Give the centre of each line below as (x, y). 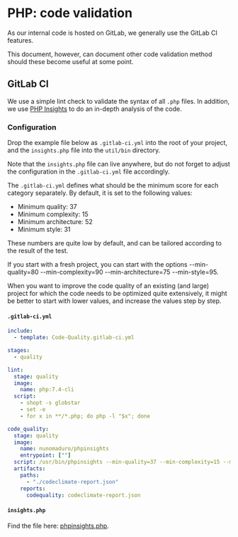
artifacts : (30, 469)
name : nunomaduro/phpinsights (65, 449)
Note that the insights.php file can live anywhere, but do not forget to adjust (119, 164)
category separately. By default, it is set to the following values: (100, 193)
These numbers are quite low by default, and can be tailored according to (114, 243)
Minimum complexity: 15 (53, 214)
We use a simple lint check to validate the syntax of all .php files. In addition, (119, 101)
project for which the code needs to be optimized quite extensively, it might (118, 294)
